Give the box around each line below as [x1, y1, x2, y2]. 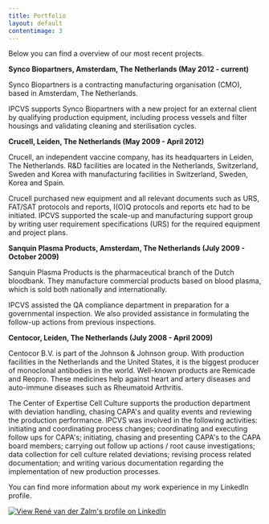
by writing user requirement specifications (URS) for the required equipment [8, 219, 261, 229]
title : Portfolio [8, 11, 67, 20]
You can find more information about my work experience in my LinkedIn [8, 482, 249, 492]
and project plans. [8, 228, 68, 237]
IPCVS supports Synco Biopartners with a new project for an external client [8, 104, 257, 113]
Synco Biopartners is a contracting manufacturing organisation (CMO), [8, 80, 243, 89]
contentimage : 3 [8, 27, 63, 35]
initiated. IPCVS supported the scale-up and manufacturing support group [8, 211, 254, 221]
